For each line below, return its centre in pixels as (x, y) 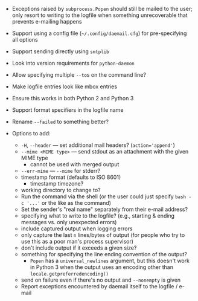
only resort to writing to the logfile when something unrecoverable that (100, 15)
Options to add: (31, 133)
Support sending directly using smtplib (61, 51)
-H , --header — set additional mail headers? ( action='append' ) (98, 145)
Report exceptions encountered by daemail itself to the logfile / (99, 286)
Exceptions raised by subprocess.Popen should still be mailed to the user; (102, 9)
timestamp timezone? (57, 183)
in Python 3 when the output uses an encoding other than (102, 267)
